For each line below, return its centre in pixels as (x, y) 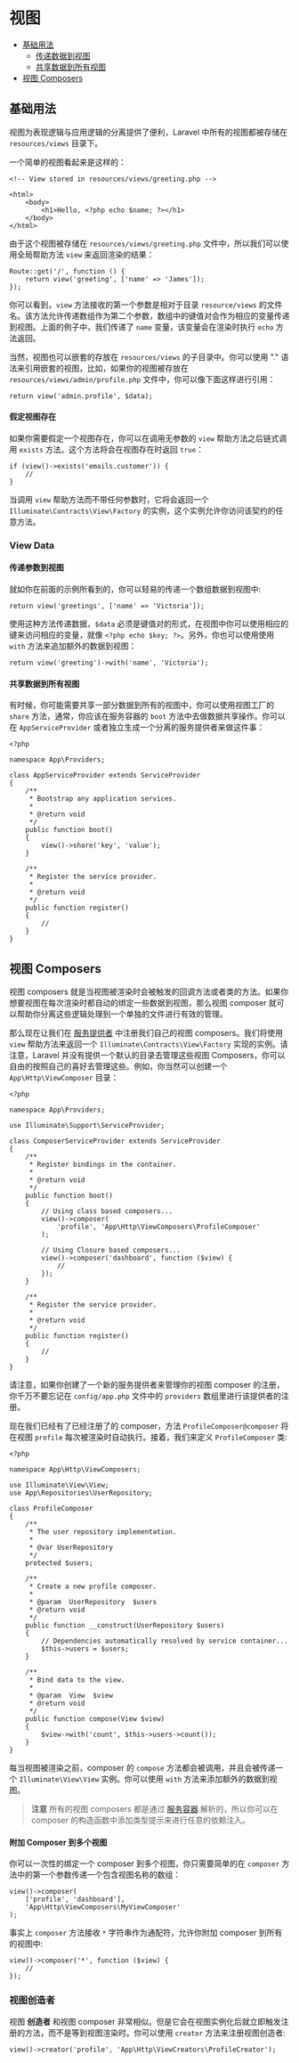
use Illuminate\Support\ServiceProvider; (87, 1126)
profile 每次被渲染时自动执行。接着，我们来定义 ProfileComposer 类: (161, 1437)
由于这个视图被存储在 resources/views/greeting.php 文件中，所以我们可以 (145, 243)
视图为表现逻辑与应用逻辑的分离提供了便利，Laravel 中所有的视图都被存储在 (148, 132)
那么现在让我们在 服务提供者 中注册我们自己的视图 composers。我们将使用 (146, 1033)
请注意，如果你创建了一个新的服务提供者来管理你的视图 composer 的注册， (147, 1385)
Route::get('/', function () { (67, 271)
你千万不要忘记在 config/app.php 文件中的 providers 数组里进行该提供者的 (145, 1396)
